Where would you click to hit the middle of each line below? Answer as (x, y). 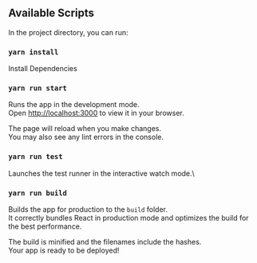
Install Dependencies (43, 69)
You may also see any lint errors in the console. (86, 137)
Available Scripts (51, 13)
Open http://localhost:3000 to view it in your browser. (97, 113)
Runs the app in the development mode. (74, 105)
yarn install (34, 52)
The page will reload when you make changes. (85, 129)
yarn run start (38, 88)
